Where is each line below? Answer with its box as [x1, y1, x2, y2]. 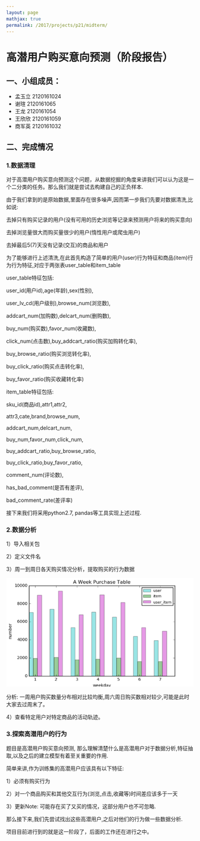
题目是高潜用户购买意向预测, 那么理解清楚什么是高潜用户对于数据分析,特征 [6, 744, 189, 752]
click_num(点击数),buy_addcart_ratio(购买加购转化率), [6, 337, 138, 345]
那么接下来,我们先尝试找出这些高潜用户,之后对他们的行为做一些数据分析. [6, 815, 183, 823]
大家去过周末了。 [6, 701, 48, 708]
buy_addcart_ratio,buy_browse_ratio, [6, 448, 96, 455]
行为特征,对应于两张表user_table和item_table [11, 262, 121, 269]
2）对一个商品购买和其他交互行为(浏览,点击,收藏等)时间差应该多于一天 [6, 790, 178, 797]
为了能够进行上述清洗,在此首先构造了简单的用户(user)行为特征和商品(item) [6, 254, 188, 262]
